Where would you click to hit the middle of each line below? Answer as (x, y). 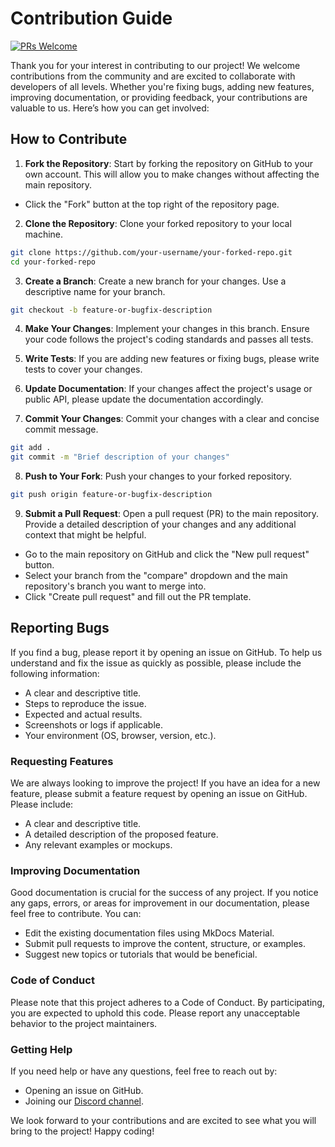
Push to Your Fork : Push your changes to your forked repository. (158, 476)
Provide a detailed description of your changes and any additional (160, 524)
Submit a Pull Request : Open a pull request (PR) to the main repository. (172, 513)
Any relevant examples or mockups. (98, 845)
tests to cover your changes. (83, 369)
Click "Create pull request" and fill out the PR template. (138, 596)
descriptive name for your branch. (95, 291)
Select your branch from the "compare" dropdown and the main (156, 575)
